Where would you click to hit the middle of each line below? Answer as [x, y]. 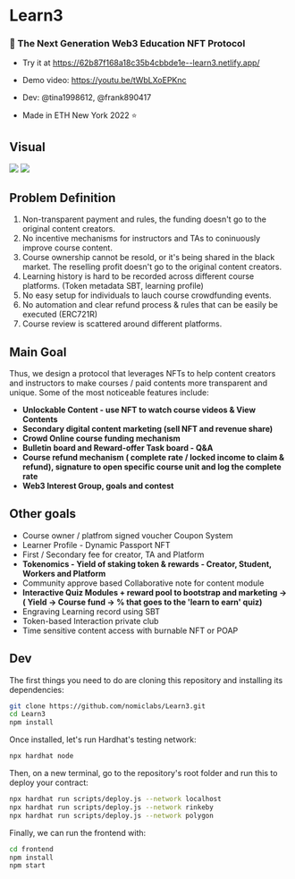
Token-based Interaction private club [90, 621]
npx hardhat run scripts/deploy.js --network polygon [112, 816]
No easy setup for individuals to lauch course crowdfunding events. [147, 295]
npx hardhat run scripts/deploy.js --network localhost [115, 799]
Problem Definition [63, 198]
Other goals [43, 514]
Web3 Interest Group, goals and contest [98, 486]
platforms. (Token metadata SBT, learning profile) [113, 286]
